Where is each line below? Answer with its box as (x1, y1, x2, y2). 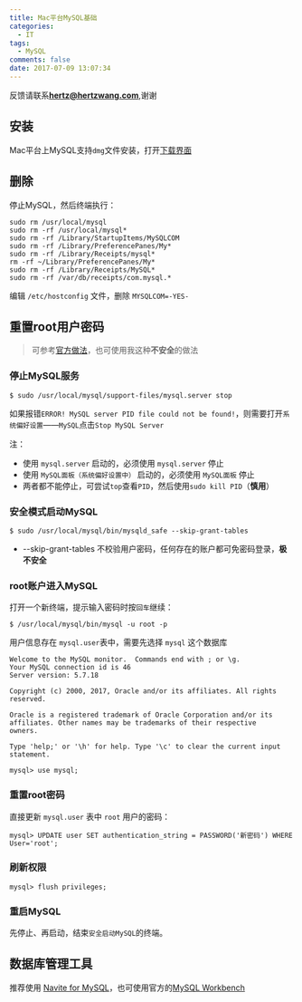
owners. (9, 727, 39, 736)
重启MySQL (9, 905, 61, 918)
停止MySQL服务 (9, 370, 80, 382)
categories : (9, 22, 54, 31)
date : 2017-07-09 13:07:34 (9, 64, 111, 73)
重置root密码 (9, 789, 65, 802)
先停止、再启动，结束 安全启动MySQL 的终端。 (9, 928, 168, 939)
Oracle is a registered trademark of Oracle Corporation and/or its (9, 710, 273, 720)
